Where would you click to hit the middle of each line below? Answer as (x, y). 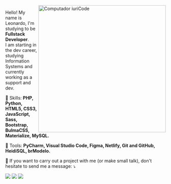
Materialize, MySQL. (27, 136)
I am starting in (21, 45)
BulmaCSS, (17, 130)
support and (18, 83)
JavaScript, (18, 114)
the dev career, (21, 50)
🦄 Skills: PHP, (19, 98)
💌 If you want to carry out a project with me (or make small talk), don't (78, 161)
